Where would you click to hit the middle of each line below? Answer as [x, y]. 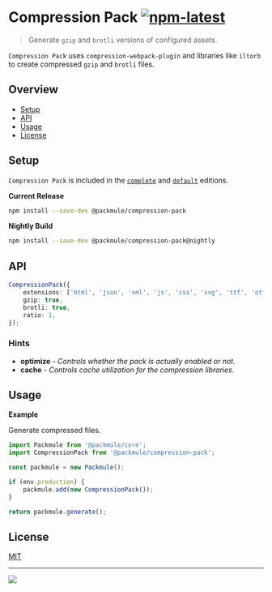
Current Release [36, 195]
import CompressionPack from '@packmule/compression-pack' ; [112, 453]
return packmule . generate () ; [57, 512]
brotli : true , [47, 307]
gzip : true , [43, 300]
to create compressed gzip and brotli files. [82, 64]
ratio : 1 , [40, 315]
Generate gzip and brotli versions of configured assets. [123, 40]
